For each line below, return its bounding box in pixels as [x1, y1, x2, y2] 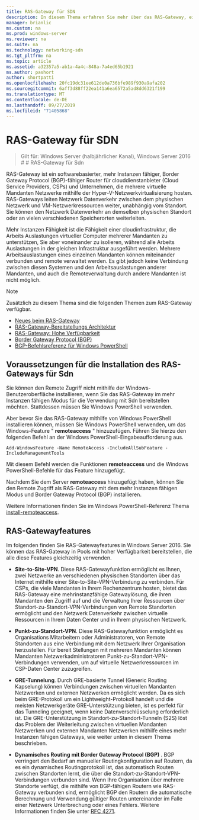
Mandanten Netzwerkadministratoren [14, 652, 106, 660]
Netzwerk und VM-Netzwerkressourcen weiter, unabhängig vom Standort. [6, 202, 188, 209]
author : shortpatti [6, 75, 54, 81]
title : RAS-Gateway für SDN [6, 8, 76, 15]
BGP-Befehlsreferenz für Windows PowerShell [14, 342, 129, 349]
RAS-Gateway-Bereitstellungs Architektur [14, 323, 116, 330]
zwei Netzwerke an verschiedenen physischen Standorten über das [14, 572, 181, 579]
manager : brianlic [6, 20, 52, 25]
